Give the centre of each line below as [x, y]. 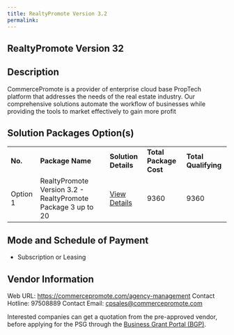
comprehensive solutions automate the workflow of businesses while [107, 104]
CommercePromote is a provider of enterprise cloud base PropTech [104, 89]
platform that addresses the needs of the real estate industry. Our [101, 96]
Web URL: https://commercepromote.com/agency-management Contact [111, 296]
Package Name [66, 161]
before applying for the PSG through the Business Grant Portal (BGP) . [107, 325]
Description [33, 72]
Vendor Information [50, 279]
